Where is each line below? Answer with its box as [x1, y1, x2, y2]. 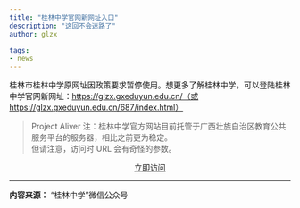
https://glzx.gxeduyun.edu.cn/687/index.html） [9, 102, 184, 112]
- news [9, 54, 34, 63]
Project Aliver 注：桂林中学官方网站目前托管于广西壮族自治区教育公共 [30, 121, 287, 132]
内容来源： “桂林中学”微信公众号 [9, 189, 129, 201]
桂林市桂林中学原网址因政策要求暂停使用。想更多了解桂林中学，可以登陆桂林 [9, 79, 291, 90]
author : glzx [9, 29, 58, 38]
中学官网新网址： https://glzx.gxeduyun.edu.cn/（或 [9, 91, 199, 102]
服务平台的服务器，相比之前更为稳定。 [30, 132, 172, 143]
